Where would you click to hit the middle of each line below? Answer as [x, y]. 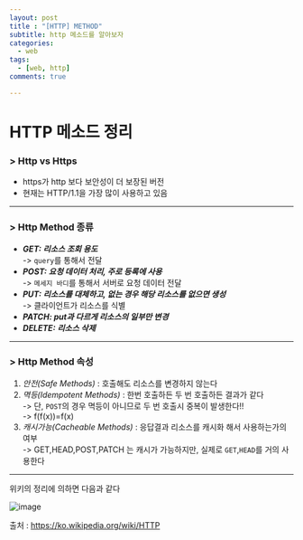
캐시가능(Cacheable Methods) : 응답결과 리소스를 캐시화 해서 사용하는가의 [154, 427]
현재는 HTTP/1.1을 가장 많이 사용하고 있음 [95, 193]
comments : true [38, 77]
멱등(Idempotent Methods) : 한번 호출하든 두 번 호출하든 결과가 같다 [143, 394]
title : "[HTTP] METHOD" [56, 26]
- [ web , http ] [44, 69]
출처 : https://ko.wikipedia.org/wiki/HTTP [85, 525]
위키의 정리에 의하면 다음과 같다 [65, 488]
